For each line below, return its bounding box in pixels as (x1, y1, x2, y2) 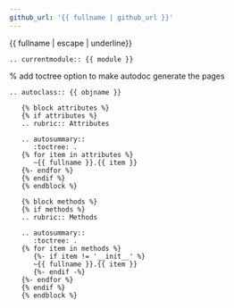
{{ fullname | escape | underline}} (9, 37, 132, 48)
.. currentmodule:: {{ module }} (9, 54, 134, 63)
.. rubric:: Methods (21, 212, 98, 221)
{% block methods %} (21, 197, 98, 206)
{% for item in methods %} (21, 244, 122, 253)
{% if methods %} (21, 204, 87, 214)
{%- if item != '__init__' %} (32, 252, 146, 261)
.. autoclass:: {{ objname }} (9, 87, 122, 96)
